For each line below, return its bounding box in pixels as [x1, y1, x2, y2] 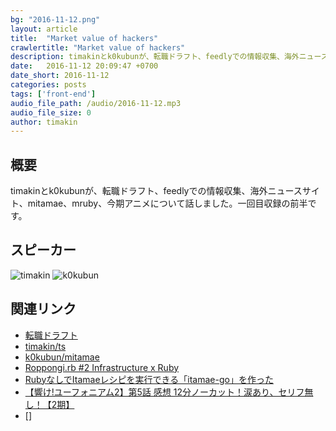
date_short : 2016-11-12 [10, 71, 110, 81]
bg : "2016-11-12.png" [10, 14, 101, 25]
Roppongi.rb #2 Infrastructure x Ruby [24, 361, 180, 373]
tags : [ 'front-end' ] [10, 89, 97, 99]
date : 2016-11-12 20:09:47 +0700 [10, 61, 159, 71]
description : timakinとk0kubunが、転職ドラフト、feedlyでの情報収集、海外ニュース [10, 52, 329, 62]
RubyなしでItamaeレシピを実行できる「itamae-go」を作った [24, 373, 274, 385]
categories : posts [10, 80, 87, 90]
